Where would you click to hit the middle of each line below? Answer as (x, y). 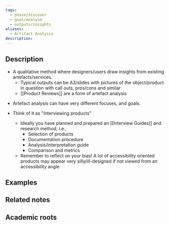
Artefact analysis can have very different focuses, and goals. (77, 103)
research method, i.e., (43, 128)
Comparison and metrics (54, 150)
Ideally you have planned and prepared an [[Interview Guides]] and (91, 123)
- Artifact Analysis (32, 34)
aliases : (15, 29)
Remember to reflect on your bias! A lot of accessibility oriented (87, 155)
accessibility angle (40, 166)
